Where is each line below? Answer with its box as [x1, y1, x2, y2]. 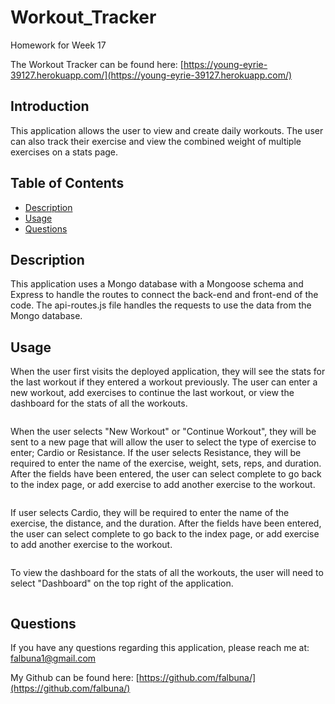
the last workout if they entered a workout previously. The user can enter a [10, 376, 318, 388]
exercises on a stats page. [10, 146, 119, 158]
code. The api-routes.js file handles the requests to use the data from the [10, 299, 312, 311]
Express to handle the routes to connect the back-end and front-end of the [10, 289, 319, 301]
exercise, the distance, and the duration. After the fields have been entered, [10, 517, 322, 530]
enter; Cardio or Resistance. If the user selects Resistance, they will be [10, 447, 302, 459]
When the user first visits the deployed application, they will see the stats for [10, 366, 326, 378]
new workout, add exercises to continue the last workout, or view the [10, 387, 295, 399]
